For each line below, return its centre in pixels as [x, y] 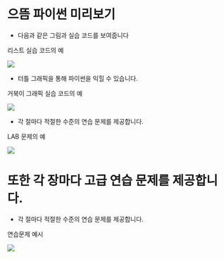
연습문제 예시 [25, 234]
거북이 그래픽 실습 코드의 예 [45, 93]
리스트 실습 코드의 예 [36, 50]
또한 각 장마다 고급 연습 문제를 [89, 181]
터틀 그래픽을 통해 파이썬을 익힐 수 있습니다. [78, 78]
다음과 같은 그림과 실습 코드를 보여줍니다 [73, 35]
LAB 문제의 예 [26, 136]
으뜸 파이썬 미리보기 [62, 14]
